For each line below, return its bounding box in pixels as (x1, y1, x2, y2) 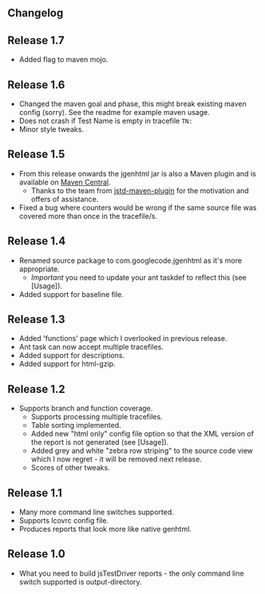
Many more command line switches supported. (18, 507, 175, 517)
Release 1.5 (7, 148, 65, 161)
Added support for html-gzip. (18, 359, 117, 369)
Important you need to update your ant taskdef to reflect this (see (30, 272, 247, 282)
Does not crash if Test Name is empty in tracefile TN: (18, 116, 193, 126)
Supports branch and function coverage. (18, 403, 153, 414)
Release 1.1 (7, 486, 63, 500)
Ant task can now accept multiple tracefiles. (18, 343, 164, 352)
